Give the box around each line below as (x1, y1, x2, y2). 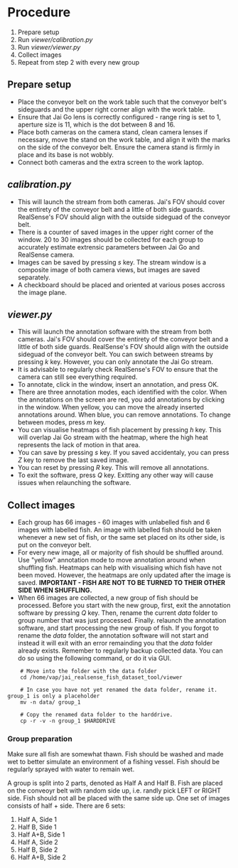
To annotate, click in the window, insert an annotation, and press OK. (17, 380, 219, 389)
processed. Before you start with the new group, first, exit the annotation (17, 601, 231, 610)
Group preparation (7, 734, 72, 744)
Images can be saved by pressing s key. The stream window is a (17, 257, 207, 267)
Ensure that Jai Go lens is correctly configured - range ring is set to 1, (17, 112, 222, 121)
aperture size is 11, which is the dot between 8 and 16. (17, 120, 175, 129)
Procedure (7, 4, 71, 21)
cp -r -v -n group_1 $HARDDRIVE (20, 717, 116, 725)
